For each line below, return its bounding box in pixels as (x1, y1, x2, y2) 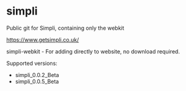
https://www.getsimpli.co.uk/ (6, 36, 79, 43)
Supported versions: (6, 59, 58, 67)
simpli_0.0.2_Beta (15, 71, 59, 78)
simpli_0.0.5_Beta (15, 78, 59, 85)
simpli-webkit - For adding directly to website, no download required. (6, 47, 180, 55)
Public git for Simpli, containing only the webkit (6, 24, 124, 32)
